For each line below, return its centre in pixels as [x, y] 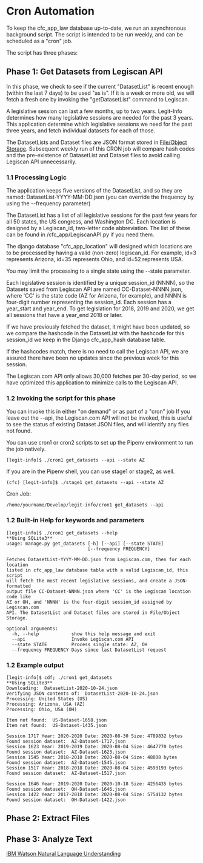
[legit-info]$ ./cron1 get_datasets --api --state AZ [76, 460]
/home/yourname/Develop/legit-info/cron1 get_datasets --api [85, 505]
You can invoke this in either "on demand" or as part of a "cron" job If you [98, 412]
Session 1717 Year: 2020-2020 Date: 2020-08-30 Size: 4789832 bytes [95, 736]
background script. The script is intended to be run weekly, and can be [95, 34]
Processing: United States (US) [47, 699]
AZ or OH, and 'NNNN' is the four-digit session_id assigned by [89, 602]
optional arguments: [32, 629]
